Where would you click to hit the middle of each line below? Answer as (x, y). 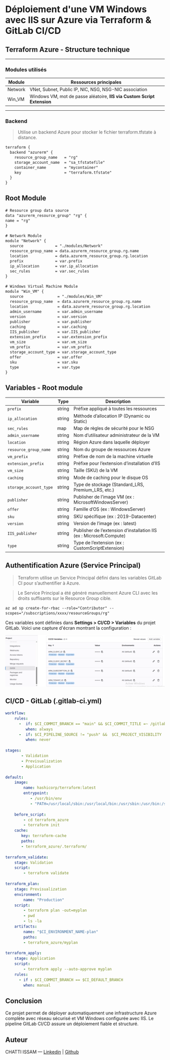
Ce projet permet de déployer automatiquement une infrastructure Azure (81, 1013)
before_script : (30, 814)
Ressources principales (96, 82)
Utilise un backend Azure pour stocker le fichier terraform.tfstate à (87, 132)
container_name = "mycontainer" (56, 168)
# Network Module (24, 236)
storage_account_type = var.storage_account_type (63, 352)
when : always (39, 729)
